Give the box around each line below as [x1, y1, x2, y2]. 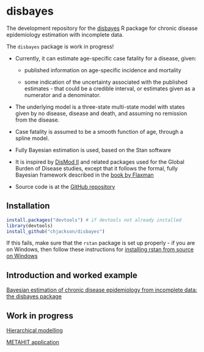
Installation [6, 200, 50, 211]
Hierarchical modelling [6, 327, 63, 334]
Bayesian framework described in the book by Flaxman [15, 171, 154, 178]
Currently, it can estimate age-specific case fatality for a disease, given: [15, 54, 197, 62]
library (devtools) [6, 222, 53, 229]
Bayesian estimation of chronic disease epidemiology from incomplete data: [6, 286, 197, 294]
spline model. [15, 134, 49, 142]
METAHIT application [6, 339, 60, 346]
